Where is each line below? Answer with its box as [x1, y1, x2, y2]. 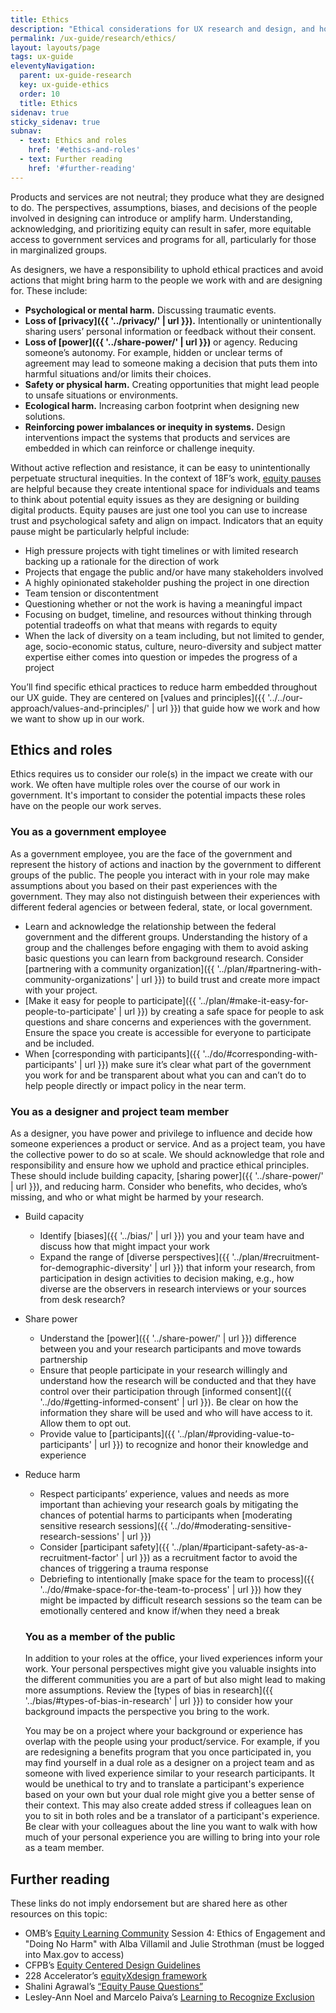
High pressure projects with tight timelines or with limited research [24, 544, 299, 556]
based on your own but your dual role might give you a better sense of [24, 1789, 315, 1801]
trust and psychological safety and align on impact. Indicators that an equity [10, 514, 324, 526]
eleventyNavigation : [10, 61, 97, 71]
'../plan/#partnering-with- [216, 962, 322, 975]
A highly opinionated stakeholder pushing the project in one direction [24, 576, 310, 588]
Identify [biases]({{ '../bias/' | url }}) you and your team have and [39, 1230, 305, 1242]
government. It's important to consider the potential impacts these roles [10, 789, 306, 801]
